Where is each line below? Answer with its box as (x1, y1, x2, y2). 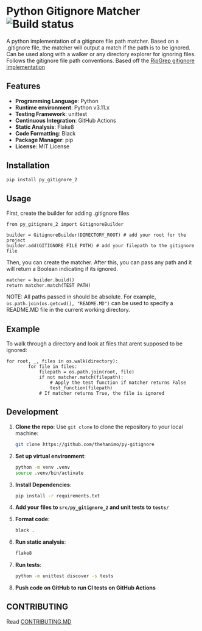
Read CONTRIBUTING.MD (6, 618, 72, 625)
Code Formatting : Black (15, 129, 76, 137)
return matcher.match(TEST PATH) (6, 283, 91, 289)
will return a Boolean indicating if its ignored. (6, 265, 119, 273)
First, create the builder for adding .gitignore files (6, 209, 130, 217)
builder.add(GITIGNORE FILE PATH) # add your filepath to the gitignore (6, 243, 195, 249)
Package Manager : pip (15, 136, 74, 143)
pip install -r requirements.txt (15, 492, 100, 499)
